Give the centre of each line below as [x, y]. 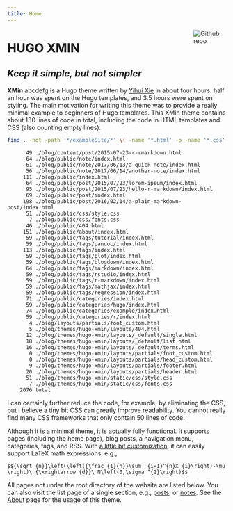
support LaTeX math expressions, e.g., [62, 453]
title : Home [24, 14]
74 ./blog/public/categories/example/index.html [97, 311]
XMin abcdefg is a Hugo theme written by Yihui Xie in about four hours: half [116, 90]
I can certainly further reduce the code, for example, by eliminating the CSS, [116, 403]
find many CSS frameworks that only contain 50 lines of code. [96, 417]
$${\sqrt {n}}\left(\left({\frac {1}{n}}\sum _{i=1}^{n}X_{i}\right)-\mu [116, 466]
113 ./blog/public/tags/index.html [74, 250]
